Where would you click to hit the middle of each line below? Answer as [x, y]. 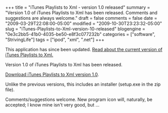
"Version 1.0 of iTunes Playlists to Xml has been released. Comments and [81, 13]
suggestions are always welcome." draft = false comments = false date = [81, 18]
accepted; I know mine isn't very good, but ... [52, 105]
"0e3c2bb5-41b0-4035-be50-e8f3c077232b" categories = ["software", [80, 34]
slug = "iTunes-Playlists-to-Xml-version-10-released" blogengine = [75, 29]
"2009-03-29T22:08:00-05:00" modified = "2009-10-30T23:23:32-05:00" [84, 23]
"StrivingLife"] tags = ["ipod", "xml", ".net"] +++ [55, 40]
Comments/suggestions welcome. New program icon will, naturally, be [79, 99]
